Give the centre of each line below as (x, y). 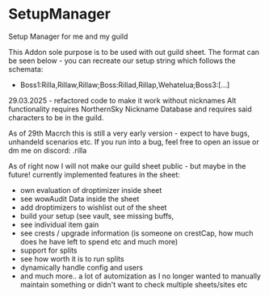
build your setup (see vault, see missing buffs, (97, 215)
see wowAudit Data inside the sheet (80, 199)
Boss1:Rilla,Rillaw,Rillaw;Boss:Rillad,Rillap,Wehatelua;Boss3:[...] (125, 85)
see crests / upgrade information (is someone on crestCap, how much (137, 233)
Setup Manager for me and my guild (68, 36)
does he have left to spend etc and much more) (99, 241)
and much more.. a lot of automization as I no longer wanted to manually (140, 276)
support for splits (48, 250)
